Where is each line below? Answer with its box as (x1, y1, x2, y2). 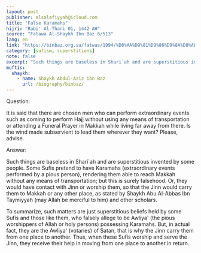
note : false (6, 53, 36, 59)
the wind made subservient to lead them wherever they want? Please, (6, 128, 178, 135)
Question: (6, 98, 31, 105)
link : (6, 43, 20, 49)
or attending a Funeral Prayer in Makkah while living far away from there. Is (6, 122, 191, 129)
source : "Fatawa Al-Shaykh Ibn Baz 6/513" (6, 31, 114, 37)
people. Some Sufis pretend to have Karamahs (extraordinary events (6, 164, 175, 171)
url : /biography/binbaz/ (22, 82, 84, 88)
